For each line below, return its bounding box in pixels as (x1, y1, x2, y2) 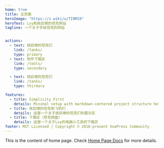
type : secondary (14, 65, 47, 71)
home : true (5, 7, 27, 12)
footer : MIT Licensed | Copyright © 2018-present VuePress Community (5, 124, 150, 129)
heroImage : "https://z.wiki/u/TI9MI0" (5, 16, 84, 21)
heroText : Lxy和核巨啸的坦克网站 (5, 21, 67, 26)
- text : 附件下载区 (9, 57, 45, 62)
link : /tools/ (14, 61, 42, 66)
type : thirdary (14, 84, 45, 88)
